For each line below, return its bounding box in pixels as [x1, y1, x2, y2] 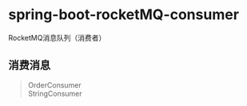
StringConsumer [27, 88, 82, 98]
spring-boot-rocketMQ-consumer [8, 6, 240, 24]
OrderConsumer [27, 80, 82, 89]
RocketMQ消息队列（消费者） [8, 33, 106, 42]
